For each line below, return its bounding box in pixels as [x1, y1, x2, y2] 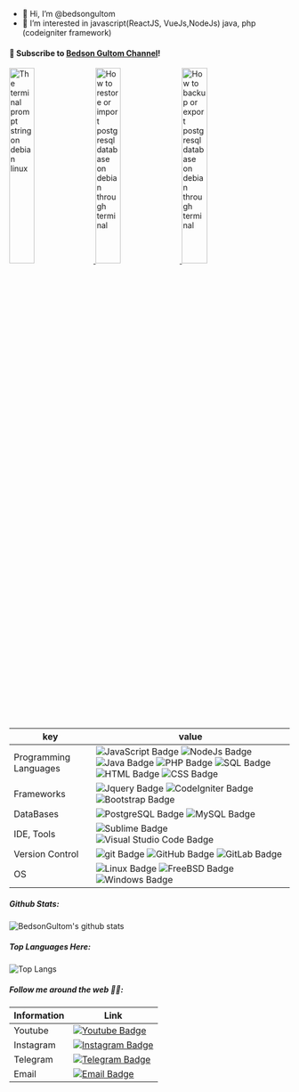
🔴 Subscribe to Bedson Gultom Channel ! [9, 47, 161, 58]
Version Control [13, 848, 79, 860]
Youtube [13, 1024, 49, 1037]
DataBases [13, 808, 60, 820]
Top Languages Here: [9, 941, 92, 952]
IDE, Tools [13, 828, 56, 841]
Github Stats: [9, 898, 60, 909]
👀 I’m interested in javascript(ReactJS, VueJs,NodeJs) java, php [21, 18, 256, 29]
